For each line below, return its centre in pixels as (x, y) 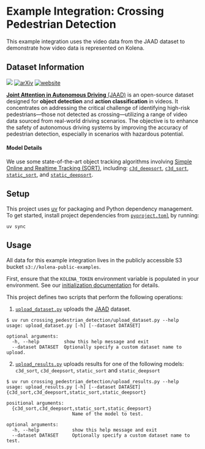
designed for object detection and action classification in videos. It (92, 101)
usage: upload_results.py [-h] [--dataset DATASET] (73, 387)
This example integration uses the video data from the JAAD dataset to (96, 41)
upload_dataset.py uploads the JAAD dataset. (73, 309)
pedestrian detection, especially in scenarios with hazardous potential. (95, 134)
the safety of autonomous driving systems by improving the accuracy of (97, 127)
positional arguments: (35, 403)
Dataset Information (45, 67)
